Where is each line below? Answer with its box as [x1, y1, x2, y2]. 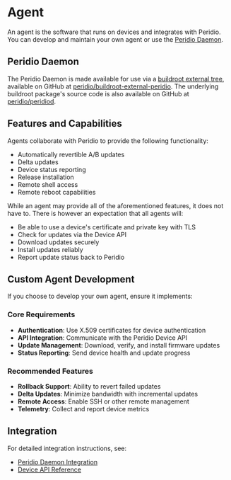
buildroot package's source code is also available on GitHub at [7, 89, 189, 98]
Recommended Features [7, 366, 93, 376]
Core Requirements [7, 309, 76, 319]
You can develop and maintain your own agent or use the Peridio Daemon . [7, 35, 224, 43]
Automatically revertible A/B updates [17, 150, 125, 159]
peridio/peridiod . [7, 97, 57, 105]
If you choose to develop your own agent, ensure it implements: [7, 292, 193, 301]
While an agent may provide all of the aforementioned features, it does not [7, 201, 224, 210]
